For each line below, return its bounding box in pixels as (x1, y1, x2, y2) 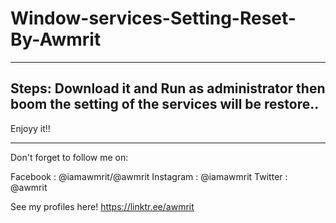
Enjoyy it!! (10, 122, 51, 134)
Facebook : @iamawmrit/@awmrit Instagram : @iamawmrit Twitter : (10, 170, 288, 182)
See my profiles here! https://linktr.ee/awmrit (10, 200, 195, 212)
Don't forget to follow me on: (10, 151, 129, 163)
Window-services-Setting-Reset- (10, 7, 297, 30)
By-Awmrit (10, 28, 102, 51)
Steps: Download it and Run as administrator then (10, 80, 326, 97)
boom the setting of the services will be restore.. (10, 96, 320, 113)
